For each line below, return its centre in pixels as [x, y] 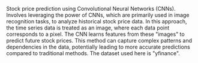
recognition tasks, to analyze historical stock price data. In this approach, [97, 21]
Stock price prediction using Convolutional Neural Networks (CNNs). [91, 9]
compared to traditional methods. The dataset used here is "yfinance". [93, 53]
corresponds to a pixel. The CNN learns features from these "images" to [95, 34]
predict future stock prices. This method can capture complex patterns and [99, 40]
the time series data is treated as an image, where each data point [88, 28]
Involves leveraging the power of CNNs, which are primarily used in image [98, 15]
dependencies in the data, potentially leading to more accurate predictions [98, 47]
